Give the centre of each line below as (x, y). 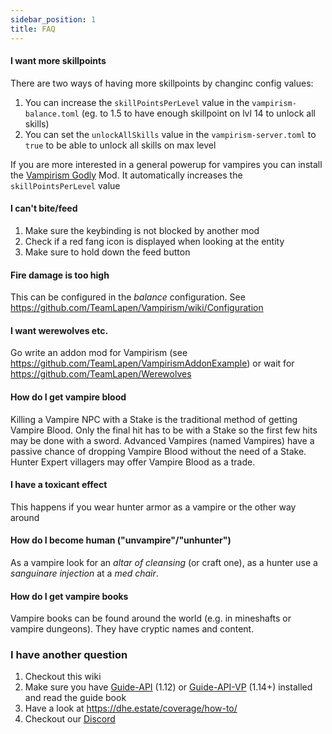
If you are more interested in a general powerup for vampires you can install (166, 164)
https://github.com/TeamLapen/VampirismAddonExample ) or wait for (152, 363)
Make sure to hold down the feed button (107, 252)
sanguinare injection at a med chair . (84, 573)
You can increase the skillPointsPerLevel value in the (137, 102)
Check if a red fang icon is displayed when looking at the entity (154, 241)
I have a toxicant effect (59, 485)
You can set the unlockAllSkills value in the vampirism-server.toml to (170, 134)
